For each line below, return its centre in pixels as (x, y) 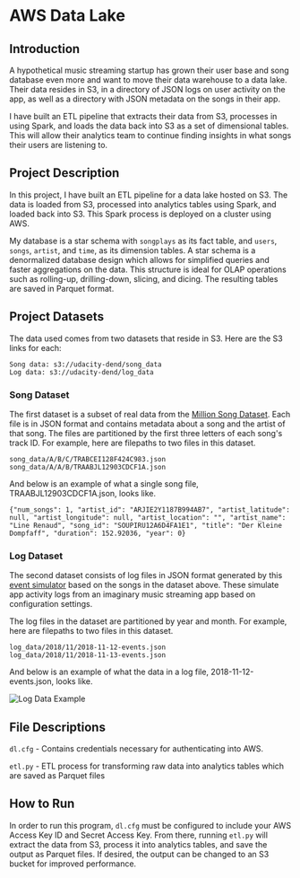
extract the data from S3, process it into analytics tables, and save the (138, 844)
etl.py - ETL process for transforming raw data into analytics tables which (147, 766)
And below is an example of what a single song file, (104, 483)
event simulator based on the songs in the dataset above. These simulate (144, 585)
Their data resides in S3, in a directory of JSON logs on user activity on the (147, 89)
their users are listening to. (59, 145)
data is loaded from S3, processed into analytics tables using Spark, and (143, 204)
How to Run (42, 804)
